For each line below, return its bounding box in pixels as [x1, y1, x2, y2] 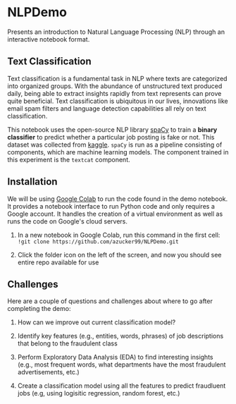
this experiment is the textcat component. [7, 155, 130, 164]
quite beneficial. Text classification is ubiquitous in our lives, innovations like [7, 97, 228, 105]
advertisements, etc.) [17, 368, 80, 377]
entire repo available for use [17, 258, 99, 267]
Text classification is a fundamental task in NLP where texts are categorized [7, 74, 228, 82]
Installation [7, 176, 58, 188]
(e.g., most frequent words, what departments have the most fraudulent [17, 360, 226, 369]
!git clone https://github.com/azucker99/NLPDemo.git [17, 238, 179, 245]
